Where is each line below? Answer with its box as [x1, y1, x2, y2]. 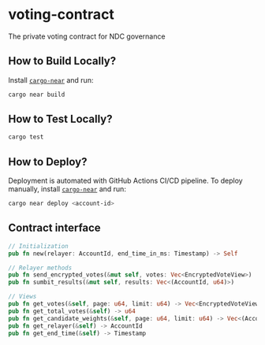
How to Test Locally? [8, 113, 113, 126]
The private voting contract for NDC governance [8, 32, 166, 41]
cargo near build [8, 91, 65, 98]
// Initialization [8, 242, 69, 250]
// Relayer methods [8, 264, 73, 272]
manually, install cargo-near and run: [8, 184, 126, 194]
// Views [8, 293, 37, 301]
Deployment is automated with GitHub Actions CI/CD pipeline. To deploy [8, 176, 243, 186]
